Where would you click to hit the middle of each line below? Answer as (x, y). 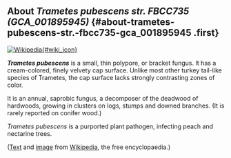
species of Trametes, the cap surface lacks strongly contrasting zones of (111, 77)
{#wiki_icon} (60, 49)
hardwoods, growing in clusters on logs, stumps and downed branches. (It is (116, 106)
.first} (206, 33)
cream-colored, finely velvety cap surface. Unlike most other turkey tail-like (114, 70)
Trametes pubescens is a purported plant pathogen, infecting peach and (110, 126)
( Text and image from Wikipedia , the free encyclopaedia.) (89, 147)
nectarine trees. (30, 133)
